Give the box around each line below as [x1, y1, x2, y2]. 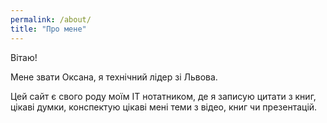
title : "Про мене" [10, 24, 87, 34]
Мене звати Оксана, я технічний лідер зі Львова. [10, 71, 218, 83]
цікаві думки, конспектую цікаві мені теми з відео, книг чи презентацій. [10, 101, 318, 113]
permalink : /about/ [10, 14, 92, 25]
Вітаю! [10, 51, 38, 63]
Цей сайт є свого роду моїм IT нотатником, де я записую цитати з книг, [10, 90, 317, 102]
